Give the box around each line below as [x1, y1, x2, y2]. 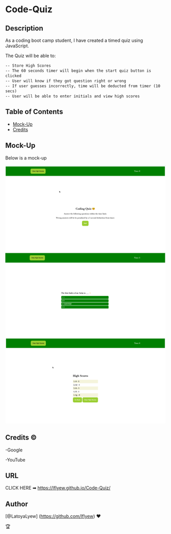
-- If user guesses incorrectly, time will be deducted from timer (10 [5, 84, 160, 89]
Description [5, 24, 43, 33]
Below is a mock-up [5, 154, 47, 161]
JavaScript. [5, 43, 30, 49]
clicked [5, 73, 22, 78]
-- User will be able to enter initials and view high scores [5, 94, 140, 99]
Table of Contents [5, 108, 64, 116]
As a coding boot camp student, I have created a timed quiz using [5, 37, 144, 43]
